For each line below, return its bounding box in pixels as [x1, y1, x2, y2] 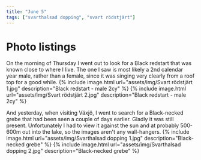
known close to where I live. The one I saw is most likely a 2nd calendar [6, 66, 184, 73]
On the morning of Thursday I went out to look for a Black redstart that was [6, 60, 192, 67]
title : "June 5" [6, 8, 47, 15]
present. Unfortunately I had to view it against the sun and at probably [6, 122, 179, 129]
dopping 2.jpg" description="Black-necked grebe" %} [6, 147, 140, 155]
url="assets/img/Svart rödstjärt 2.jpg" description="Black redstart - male [6, 91, 187, 99]
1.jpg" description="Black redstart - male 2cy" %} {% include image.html [6, 85, 187, 93]
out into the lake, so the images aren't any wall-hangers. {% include [22, 128, 190, 136]
